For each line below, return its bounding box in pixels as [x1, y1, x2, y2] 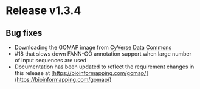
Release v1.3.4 [5, 4, 81, 18]
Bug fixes [5, 28, 43, 38]
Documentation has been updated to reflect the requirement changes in [14, 63, 195, 70]
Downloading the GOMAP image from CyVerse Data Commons [14, 44, 172, 51]
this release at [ [14, 70, 54, 76]
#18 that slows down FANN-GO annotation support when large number [14, 50, 192, 58]
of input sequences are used [14, 57, 87, 64]
